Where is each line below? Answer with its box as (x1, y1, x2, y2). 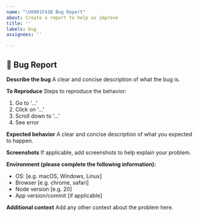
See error (15, 118, 40, 126)
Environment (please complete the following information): (6, 160, 157, 168)
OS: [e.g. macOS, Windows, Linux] (15, 172, 102, 180)
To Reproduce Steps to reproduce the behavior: (6, 87, 127, 94)
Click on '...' (15, 105, 44, 113)
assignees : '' (6, 32, 43, 38)
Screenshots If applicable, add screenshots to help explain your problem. (6, 149, 191, 156)
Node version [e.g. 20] (15, 185, 72, 193)
